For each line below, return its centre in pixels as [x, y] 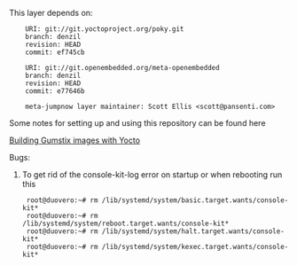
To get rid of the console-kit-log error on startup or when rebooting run [152, 175]
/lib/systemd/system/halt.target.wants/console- [193, 231]
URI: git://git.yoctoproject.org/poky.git [105, 29]
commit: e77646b [55, 91]
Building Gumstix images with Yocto [74, 140]
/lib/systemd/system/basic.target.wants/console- [195, 200]
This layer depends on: [51, 13]
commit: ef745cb [55, 52]
